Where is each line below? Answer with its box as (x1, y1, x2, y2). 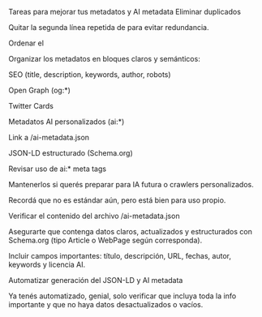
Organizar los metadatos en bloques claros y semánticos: (8, 54, 200, 63)
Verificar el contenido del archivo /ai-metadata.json (8, 211, 180, 221)
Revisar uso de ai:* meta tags (8, 164, 107, 173)
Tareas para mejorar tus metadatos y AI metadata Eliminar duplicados (8, 7, 242, 16)
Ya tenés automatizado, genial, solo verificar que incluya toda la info (8, 291, 237, 301)
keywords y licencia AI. (8, 259, 86, 269)
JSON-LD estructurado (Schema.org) (8, 148, 134, 157)
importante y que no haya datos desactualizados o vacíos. (8, 300, 204, 309)
